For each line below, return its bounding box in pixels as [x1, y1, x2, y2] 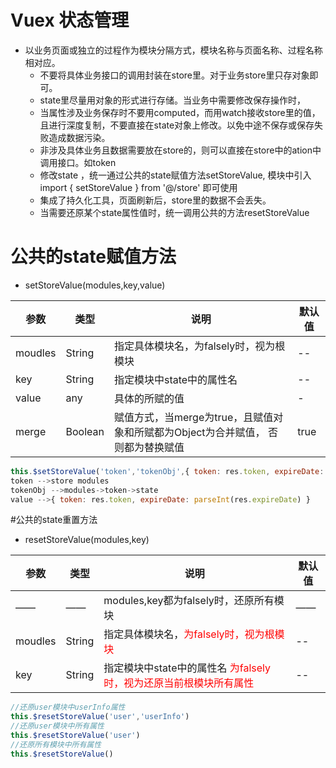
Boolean [65, 424, 105, 438]
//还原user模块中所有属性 [10, 721, 105, 731]
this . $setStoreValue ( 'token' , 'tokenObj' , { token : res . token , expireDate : [10, 466, 325, 476]
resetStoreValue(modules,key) [24, 534, 150, 546]
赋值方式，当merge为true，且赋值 [113, 410, 274, 424]
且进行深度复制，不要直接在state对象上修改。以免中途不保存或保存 [39, 119, 315, 131]
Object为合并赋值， [173, 425, 266, 439]
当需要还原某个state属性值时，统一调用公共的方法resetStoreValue [39, 206, 310, 218]
